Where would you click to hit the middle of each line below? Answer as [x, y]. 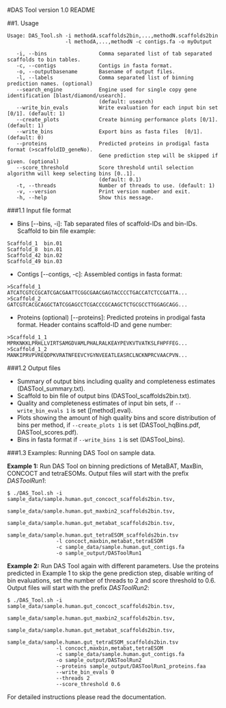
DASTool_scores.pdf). [47, 432]
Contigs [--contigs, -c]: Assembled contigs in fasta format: [100, 274]
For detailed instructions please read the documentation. [87, 697]
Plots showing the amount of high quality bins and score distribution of [116, 418]
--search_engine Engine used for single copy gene [106, 90]
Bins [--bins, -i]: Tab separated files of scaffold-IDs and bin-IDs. [107, 223]
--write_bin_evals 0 [85, 672]
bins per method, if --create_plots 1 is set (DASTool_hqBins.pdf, [109, 425]
